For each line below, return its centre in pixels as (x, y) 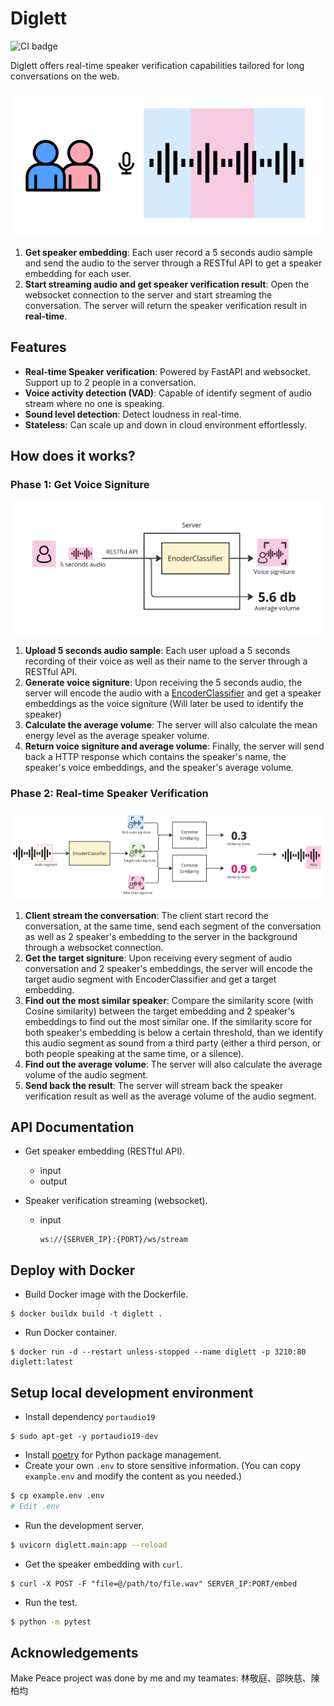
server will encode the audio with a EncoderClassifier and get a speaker (173, 693)
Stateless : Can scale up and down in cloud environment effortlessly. (166, 424)
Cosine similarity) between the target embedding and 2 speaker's (159, 1011)
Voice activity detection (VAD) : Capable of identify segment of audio (168, 393)
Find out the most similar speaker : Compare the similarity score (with (169, 1000)
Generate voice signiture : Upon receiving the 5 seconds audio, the (163, 683)
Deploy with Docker (73, 1270)
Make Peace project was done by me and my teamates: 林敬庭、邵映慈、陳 (165, 1678)
